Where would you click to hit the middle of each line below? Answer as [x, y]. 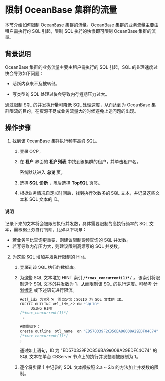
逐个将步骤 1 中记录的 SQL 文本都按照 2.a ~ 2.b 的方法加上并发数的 [87, 367]
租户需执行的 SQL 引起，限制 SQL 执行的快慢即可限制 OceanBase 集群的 [78, 31]
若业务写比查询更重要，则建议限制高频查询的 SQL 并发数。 [71, 240]
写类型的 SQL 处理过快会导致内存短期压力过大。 [61, 94]
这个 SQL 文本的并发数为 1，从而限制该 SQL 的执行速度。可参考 [88, 284]
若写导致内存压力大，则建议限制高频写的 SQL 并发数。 [67, 246]
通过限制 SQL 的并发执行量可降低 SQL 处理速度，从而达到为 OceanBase [78, 105]
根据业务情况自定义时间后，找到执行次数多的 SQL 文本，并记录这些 [87, 193]
